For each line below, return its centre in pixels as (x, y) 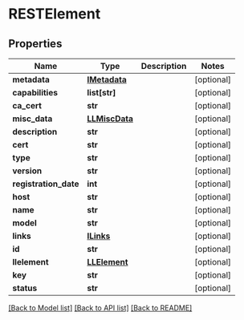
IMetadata (107, 79)
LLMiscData (110, 119)
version (27, 171)
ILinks (99, 236)
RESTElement (55, 14)
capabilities (35, 93)
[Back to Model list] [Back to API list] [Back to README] (100, 308)
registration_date (46, 184)
